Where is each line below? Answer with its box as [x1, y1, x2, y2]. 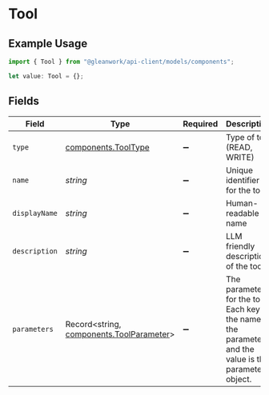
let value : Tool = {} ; [8, 72, 84, 80]
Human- [225, 197, 259, 209]
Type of [225, 131, 255, 142]
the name [225, 313, 262, 325]
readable [225, 207, 259, 218]
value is [225, 353, 255, 365]
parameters [12, 325, 54, 333]
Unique [225, 165, 254, 176]
